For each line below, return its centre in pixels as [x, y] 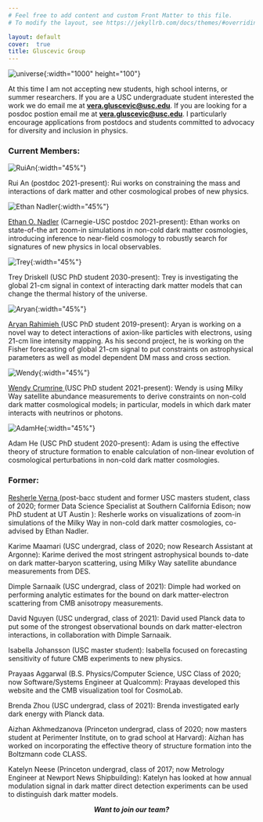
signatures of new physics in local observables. [85, 247]
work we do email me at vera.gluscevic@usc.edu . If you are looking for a [128, 106]
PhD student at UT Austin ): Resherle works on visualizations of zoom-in [124, 514]
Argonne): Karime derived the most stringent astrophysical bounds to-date [128, 555]
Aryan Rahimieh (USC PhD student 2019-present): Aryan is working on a [124, 324]
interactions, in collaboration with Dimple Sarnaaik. [90, 635]
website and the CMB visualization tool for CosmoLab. [95, 690]
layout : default [34, 37]
